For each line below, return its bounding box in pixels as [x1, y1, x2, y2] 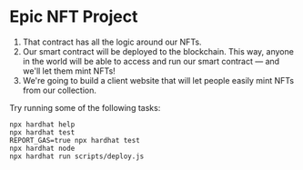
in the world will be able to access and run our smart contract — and [22, 55, 280, 66]
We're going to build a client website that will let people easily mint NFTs [22, 75, 294, 85]
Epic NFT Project [9, 6, 138, 27]
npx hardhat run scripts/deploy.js [9, 152, 145, 161]
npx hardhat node [9, 144, 76, 153]
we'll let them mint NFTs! [22, 65, 116, 76]
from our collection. [22, 85, 97, 95]
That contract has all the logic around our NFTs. [22, 36, 202, 47]
